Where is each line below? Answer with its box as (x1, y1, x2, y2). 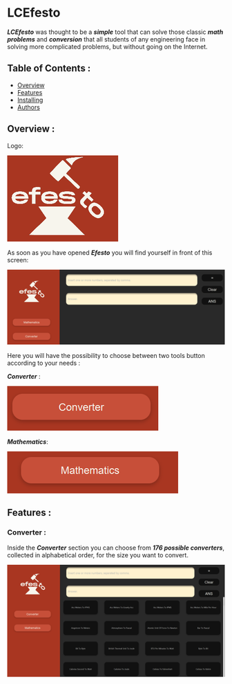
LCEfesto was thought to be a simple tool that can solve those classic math (7, 28, 224, 36)
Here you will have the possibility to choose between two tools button (7, 351, 206, 359)
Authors (17, 102, 40, 111)
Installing (17, 96, 43, 104)
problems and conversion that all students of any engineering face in (7, 35, 206, 43)
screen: (7, 255, 29, 264)
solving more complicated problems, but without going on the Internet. (7, 42, 209, 51)
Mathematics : (7, 438, 48, 446)
